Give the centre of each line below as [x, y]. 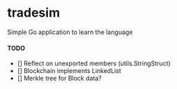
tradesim [34, 13]
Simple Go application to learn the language [70, 32]
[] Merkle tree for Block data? [60, 79]
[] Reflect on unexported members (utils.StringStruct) [94, 63]
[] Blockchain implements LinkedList [69, 71]
